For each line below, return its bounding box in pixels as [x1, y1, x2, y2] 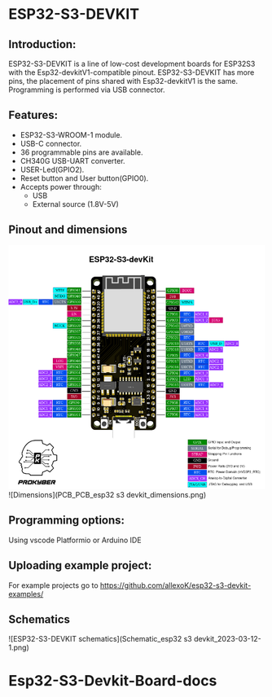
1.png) [8, 642, 30, 652]
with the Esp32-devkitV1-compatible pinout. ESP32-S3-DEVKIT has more [8, 68, 255, 77]
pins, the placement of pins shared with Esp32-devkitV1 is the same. [8, 77, 239, 85]
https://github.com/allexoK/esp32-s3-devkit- [100, 580, 252, 590]
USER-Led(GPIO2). [20, 164, 85, 174]
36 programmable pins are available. [20, 147, 143, 157]
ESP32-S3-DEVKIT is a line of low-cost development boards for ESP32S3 [8, 59, 256, 68]
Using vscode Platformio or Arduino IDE [8, 535, 142, 545]
